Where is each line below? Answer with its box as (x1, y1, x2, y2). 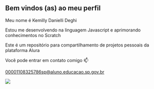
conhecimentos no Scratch (5, 32, 61, 38)
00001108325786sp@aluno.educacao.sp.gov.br (5, 68, 104, 74)
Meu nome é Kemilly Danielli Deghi (5, 17, 77, 23)
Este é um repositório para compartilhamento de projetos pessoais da (5, 42, 149, 48)
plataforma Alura (5, 47, 40, 53)
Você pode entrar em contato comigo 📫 (5, 57, 89, 63)
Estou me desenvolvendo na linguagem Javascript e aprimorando (5, 27, 141, 33)
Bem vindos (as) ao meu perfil (5, 4, 101, 12)
